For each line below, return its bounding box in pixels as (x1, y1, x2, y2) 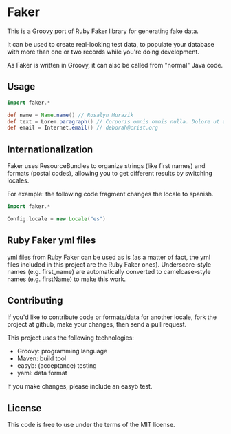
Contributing (7, 295, 63, 307)
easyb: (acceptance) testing (16, 362, 98, 370)
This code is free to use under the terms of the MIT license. (7, 421, 175, 429)
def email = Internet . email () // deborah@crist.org (7, 125, 158, 132)
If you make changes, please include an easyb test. (7, 382, 153, 391)
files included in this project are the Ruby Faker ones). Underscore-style (7, 260, 212, 269)
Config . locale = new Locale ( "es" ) (7, 215, 107, 223)
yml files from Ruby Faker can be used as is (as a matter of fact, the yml (7, 253, 211, 261)
